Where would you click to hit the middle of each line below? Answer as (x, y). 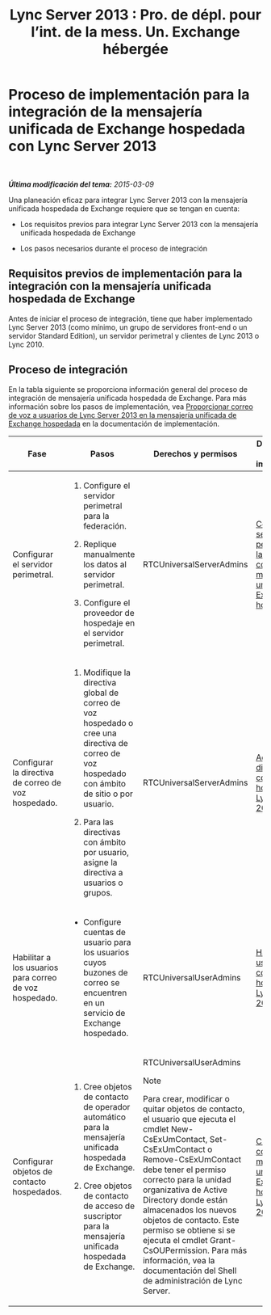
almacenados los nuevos (190, 1210)
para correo (35, 977)
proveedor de (109, 613)
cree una (100, 733)
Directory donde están (185, 1199)
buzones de (106, 972)
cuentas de (105, 932)
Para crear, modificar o (186, 1098)
